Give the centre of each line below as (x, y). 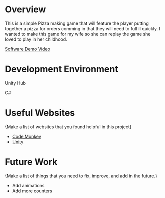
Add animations (28, 185)
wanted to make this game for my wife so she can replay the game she (78, 34)
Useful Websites (40, 113)
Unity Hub (15, 83)
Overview (26, 9)
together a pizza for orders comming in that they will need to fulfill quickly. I (83, 28)
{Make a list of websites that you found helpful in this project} (68, 127)
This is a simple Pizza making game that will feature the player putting (77, 23)
